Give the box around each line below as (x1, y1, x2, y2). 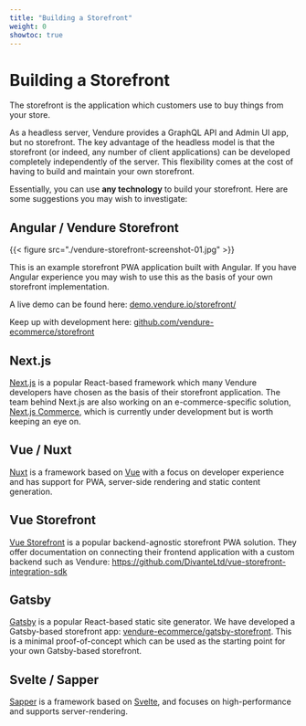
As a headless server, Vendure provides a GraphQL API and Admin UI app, (9, 127, 290, 138)
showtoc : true (9, 30, 64, 39)
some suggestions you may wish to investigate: (9, 194, 188, 205)
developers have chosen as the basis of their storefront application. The (9, 386, 281, 397)
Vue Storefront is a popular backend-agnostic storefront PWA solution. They (9, 536, 297, 548)
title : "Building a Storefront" (9, 13, 132, 23)
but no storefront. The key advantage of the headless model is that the (9, 137, 276, 148)
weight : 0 (9, 22, 47, 31)
